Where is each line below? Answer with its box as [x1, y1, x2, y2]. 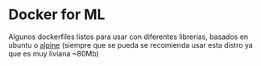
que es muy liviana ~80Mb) [8, 49, 99, 58]
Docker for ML [8, 6, 106, 24]
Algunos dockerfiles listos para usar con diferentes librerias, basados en [8, 32, 249, 41]
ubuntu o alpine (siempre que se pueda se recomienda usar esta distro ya [8, 40, 254, 49]
